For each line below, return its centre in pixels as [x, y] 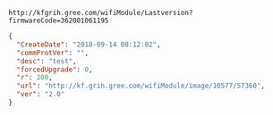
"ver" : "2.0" [41, 94]
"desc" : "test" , [47, 61]
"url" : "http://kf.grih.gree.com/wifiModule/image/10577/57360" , [141, 86]
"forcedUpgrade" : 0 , [55, 70]
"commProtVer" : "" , [53, 53]
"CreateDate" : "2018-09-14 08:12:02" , [89, 45]
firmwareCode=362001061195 [59, 21]
